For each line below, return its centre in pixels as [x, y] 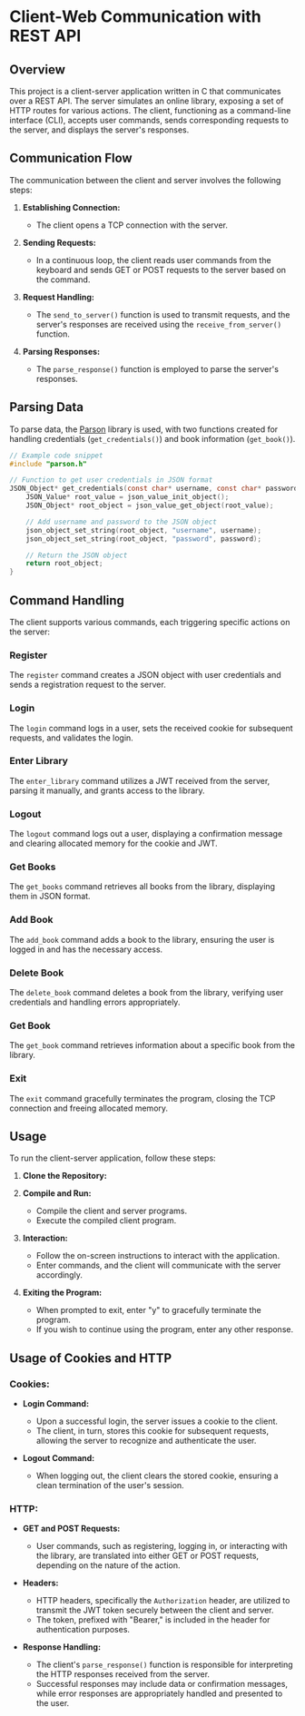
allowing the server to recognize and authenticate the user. [146, 1441]
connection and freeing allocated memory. [89, 1108]
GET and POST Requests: [71, 1529]
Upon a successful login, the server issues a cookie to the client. [157, 1421]
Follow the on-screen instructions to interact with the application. [157, 1256]
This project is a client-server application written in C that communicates [145, 91]
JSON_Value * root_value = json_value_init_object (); [128, 497]
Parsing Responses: [61, 351]
